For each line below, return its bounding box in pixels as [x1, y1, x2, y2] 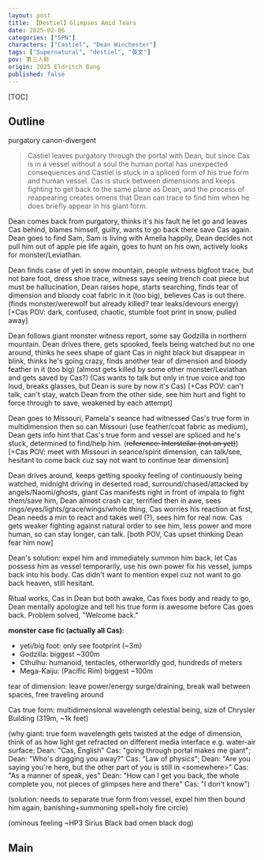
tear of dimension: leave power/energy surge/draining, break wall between [8, 682, 251, 691]
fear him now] [8, 538, 54, 547]
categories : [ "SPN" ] [8, 33, 76, 42]
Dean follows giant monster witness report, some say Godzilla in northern [8, 331, 247, 340]
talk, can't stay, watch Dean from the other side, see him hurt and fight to [8, 390, 246, 400]
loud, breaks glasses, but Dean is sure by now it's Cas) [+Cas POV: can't [8, 381, 244, 391]
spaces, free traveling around [8, 690, 104, 700]
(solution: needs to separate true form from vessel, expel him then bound [8, 794, 246, 804]
